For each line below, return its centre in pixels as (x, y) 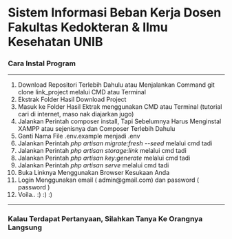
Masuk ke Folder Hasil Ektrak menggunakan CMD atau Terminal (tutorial (120, 107)
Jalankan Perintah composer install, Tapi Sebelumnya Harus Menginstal (119, 121)
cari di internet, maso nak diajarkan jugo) (76, 114)
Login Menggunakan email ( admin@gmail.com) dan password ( (108, 180)
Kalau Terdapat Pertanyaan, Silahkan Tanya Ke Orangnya (105, 219)
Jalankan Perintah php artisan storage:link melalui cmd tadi (102, 151)
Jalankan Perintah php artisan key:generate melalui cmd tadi (104, 158)
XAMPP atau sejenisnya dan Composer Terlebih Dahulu (96, 129)
